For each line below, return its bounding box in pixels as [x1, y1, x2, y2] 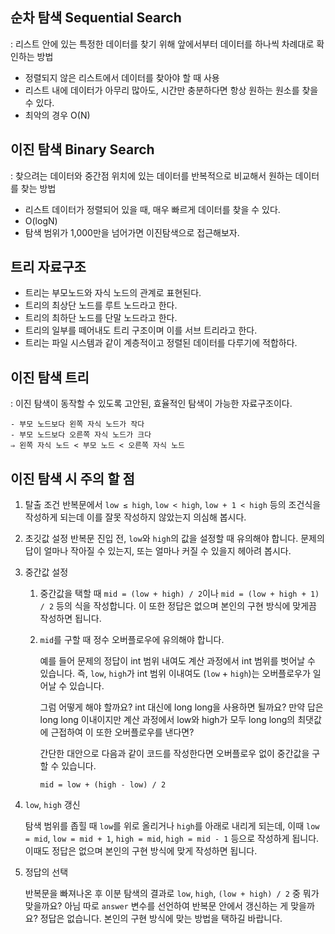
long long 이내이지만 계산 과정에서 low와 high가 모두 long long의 [39, 714, 296, 726]
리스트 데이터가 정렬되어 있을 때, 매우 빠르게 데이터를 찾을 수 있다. [24, 203, 281, 215]
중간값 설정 [24, 566, 69, 578]
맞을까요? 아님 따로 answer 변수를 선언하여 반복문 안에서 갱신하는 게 [24, 900, 289, 912]
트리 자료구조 [10, 259, 87, 276]
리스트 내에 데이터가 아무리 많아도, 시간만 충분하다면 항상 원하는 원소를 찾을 [24, 84, 319, 96]
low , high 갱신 [24, 799, 81, 811]
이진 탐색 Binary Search [10, 141, 155, 158]
